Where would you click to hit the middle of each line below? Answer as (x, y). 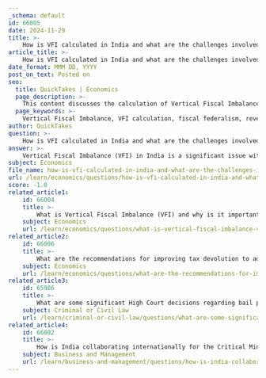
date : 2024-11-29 (37, 30)
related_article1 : (38, 192)
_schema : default (37, 15)
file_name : (26, 170)
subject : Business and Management (79, 355)
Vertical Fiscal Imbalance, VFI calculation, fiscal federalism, (133, 119)
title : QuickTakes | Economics (67, 89)
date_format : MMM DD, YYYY (53, 67)
